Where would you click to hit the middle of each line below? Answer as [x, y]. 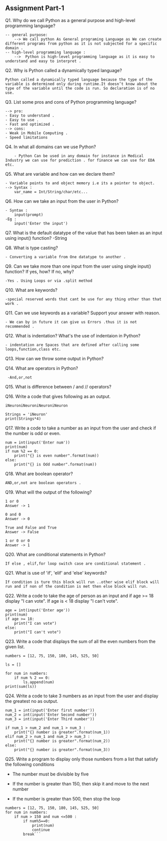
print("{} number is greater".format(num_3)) [62, 750]
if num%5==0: [37, 821]
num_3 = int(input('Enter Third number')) [50, 719]
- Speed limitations [27, 137]
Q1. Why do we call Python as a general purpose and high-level [70, 20]
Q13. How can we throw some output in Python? [54, 358]
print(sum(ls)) [21, 686]
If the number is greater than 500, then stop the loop [66, 798]
